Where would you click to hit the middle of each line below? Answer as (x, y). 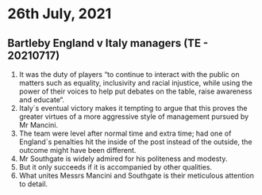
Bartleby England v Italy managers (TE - (108, 43)
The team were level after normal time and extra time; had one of (125, 133)
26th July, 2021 (60, 14)
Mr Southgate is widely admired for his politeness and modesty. (123, 159)
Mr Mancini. (39, 125)
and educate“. (42, 99)
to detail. (33, 184)
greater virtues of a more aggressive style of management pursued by (134, 117)
